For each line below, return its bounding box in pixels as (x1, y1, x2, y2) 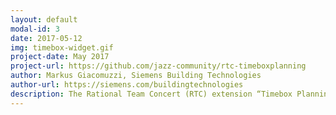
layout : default (10, 14, 78, 25)
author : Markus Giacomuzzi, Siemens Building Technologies (10, 71, 262, 81)
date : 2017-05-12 (10, 33, 83, 43)
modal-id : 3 (10, 24, 60, 34)
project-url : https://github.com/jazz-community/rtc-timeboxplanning (10, 61, 307, 71)
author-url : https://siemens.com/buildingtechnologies (10, 80, 244, 90)
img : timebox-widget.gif (10, 42, 114, 53)
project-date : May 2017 (10, 52, 110, 62)
